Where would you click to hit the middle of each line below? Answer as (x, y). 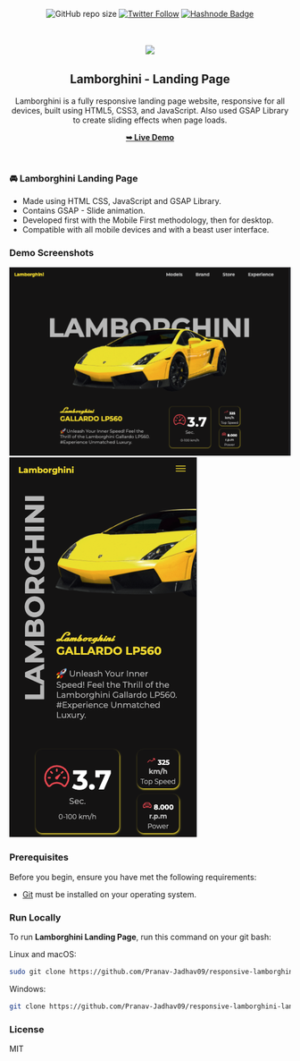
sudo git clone (37, 972)
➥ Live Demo (150, 137)
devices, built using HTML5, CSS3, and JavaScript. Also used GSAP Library (150, 110)
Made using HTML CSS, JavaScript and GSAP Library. (121, 201)
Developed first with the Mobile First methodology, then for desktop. (148, 220)
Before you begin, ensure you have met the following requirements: (133, 877)
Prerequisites (39, 857)
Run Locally (35, 917)
